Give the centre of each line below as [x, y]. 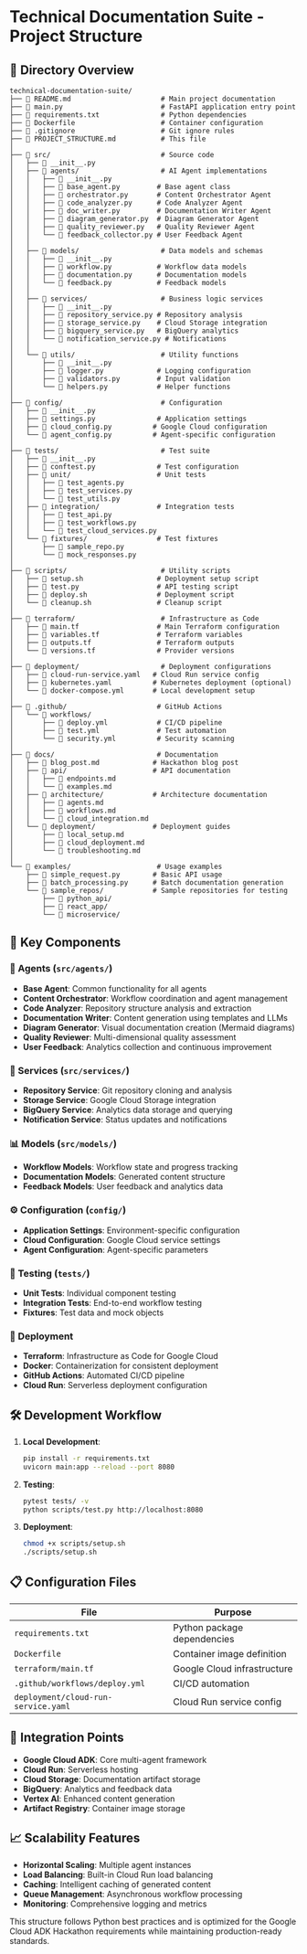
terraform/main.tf [54, 1669]
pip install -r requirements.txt [86, 1458]
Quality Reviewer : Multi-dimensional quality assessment [129, 1037]
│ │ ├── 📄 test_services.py [71, 491]
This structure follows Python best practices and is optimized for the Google [153, 1921]
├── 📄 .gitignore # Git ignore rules [122, 131]
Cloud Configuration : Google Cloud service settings [122, 1239]
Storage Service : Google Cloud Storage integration [119, 1099]
